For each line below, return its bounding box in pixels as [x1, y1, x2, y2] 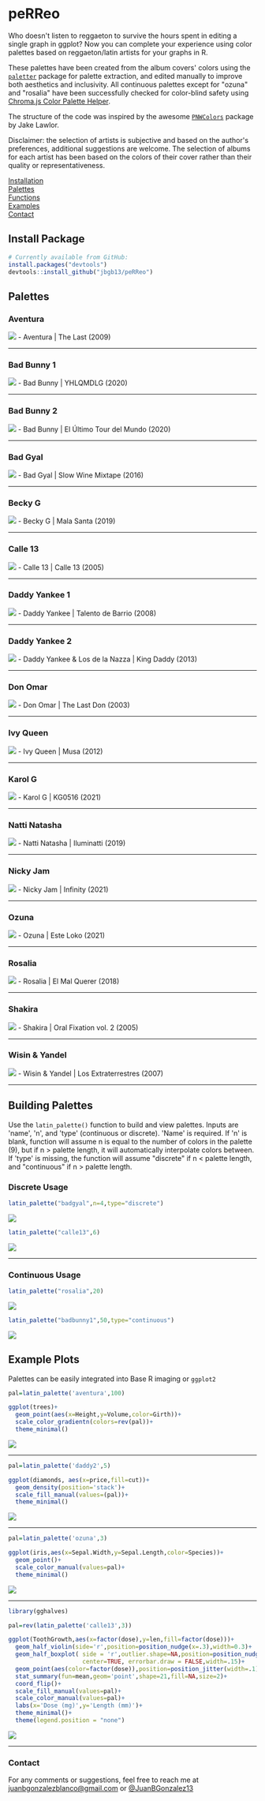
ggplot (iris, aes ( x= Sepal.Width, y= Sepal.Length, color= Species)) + [8, 1548, 224, 1557]
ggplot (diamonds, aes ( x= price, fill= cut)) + [8, 1476, 150, 1484]
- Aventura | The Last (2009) [17, 332, 111, 342]
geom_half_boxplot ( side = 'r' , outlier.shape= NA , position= [15, 1650, 214, 1658]
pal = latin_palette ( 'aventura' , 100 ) [8, 1389, 125, 1397]
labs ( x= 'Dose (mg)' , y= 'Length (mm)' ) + [15, 1702, 144, 1709]
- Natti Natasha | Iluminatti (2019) [17, 838, 126, 848]
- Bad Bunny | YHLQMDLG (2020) [17, 378, 128, 388]
